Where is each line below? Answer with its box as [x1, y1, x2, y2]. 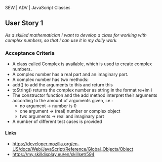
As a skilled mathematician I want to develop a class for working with [5, 32, 147, 38]
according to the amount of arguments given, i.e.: [12, 98, 113, 104]
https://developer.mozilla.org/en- [12, 141, 80, 147]
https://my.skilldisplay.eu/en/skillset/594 [12, 151, 95, 158]
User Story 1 [5, 19, 43, 27]
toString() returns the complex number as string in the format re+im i [12, 87, 152, 93]
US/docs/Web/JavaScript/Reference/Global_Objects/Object [12, 146, 133, 152]
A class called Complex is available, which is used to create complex [12, 61, 152, 67]
